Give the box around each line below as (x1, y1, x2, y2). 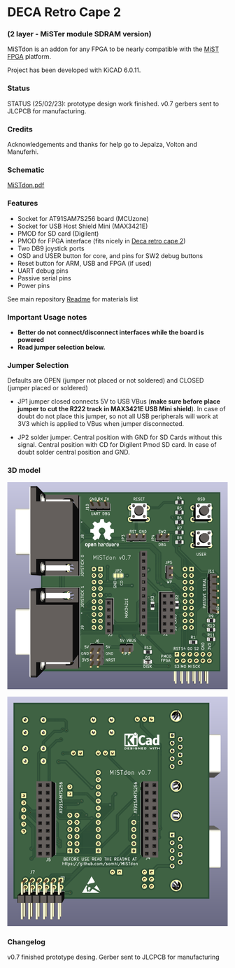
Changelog (7, 937, 45, 946)
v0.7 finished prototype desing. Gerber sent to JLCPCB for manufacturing (7, 953, 220, 962)
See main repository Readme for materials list (7, 294, 138, 303)
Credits (7, 124, 33, 134)
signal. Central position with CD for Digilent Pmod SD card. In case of (17, 441, 217, 449)
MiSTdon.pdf (7, 181, 45, 190)
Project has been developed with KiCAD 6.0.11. (7, 66, 141, 74)
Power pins (17, 281, 50, 290)
